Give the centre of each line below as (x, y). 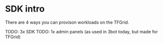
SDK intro (25, 9)
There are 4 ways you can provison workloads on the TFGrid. (67, 22)
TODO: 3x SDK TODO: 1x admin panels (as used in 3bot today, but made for (81, 31)
